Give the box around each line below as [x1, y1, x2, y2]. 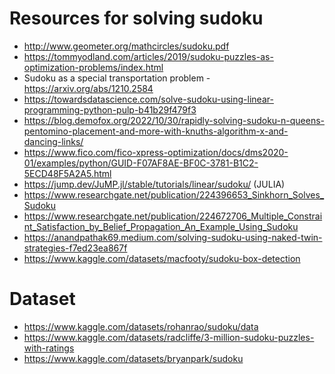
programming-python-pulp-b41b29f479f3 [23, 103, 197, 116]
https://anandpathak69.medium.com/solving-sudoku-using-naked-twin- [23, 231, 323, 243]
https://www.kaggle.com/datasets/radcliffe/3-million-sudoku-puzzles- [23, 331, 315, 343]
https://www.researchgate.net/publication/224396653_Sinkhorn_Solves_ [23, 188, 325, 201]
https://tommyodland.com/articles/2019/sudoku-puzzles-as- [23, 50, 274, 62]
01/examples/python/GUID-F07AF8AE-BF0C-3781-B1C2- [23, 157, 259, 169]
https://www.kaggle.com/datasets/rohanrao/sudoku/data [23, 320, 259, 332]
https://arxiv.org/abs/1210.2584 [23, 82, 154, 94]
